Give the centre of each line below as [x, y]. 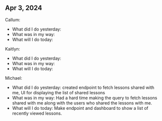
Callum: [13, 19]
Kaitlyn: [13, 49]
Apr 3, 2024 [24, 8]
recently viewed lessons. [37, 113]
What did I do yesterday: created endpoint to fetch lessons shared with [83, 87]
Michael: [14, 78]
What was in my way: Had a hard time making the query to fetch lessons [84, 98]
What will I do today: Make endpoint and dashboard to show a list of [80, 108]
